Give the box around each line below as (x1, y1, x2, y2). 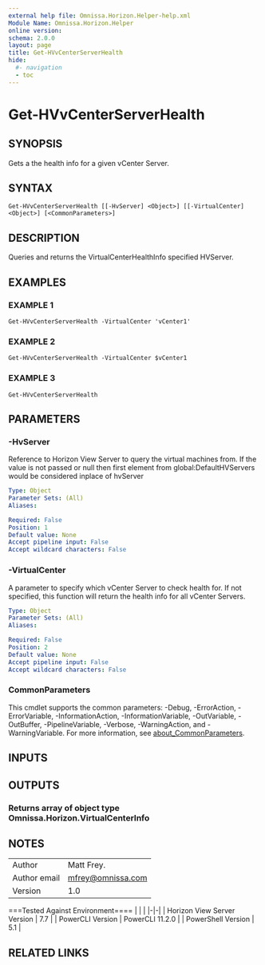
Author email (12, 872, 61, 884)
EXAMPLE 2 (8, 336, 56, 347)
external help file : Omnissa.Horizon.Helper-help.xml (8, 11, 192, 20)
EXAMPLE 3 (8, 373, 56, 384)
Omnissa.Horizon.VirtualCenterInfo (8, 812, 150, 823)
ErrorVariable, (8, 711, 54, 721)
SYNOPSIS (8, 137, 63, 151)
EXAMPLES (8, 275, 66, 289)
